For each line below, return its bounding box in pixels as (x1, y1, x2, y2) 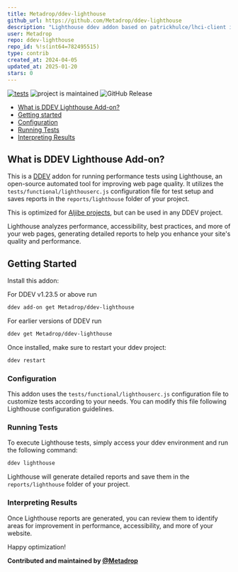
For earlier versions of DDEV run (7, 316, 102, 325)
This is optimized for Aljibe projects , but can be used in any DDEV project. (7, 208, 223, 217)
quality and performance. (7, 237, 81, 246)
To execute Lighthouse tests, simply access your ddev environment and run (7, 438, 229, 447)
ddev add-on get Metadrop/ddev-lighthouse (7, 304, 135, 311)
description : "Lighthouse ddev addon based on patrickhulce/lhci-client (7, 23, 227, 30)
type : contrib (7, 50, 50, 57)
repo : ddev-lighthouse (7, 37, 74, 44)
